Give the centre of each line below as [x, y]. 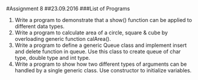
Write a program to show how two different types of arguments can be [101, 64]
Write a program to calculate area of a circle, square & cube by [91, 33]
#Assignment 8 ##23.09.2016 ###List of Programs [68, 9]
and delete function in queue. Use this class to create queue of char [98, 52]
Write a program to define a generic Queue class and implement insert [100, 45]
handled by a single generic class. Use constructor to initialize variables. [103, 70]
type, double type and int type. [52, 58]
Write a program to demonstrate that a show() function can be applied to [103, 20]
